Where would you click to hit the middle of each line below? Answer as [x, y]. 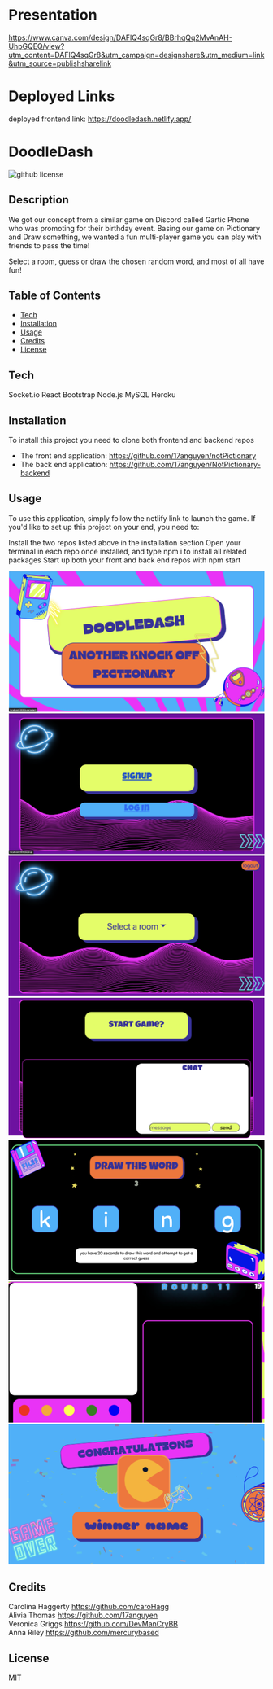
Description [39, 200]
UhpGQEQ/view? [37, 46]
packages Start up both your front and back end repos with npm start [125, 560]
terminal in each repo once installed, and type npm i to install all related [128, 551]
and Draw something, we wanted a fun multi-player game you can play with [135, 237]
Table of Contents [55, 296]
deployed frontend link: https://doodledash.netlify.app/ [100, 119]
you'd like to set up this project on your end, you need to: [104, 527]
